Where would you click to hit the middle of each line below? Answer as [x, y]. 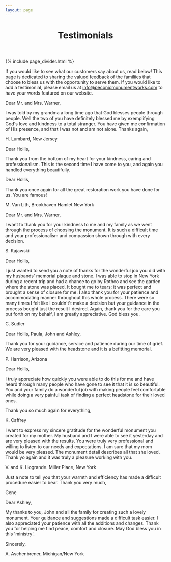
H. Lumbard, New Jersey [31, 139]
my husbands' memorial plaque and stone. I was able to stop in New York [82, 276]
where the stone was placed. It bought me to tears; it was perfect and [78, 287]
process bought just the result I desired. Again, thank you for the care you [83, 308]
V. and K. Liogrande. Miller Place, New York [51, 467]
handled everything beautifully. [38, 170]
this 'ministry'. [20, 534]
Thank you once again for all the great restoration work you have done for [83, 189]
